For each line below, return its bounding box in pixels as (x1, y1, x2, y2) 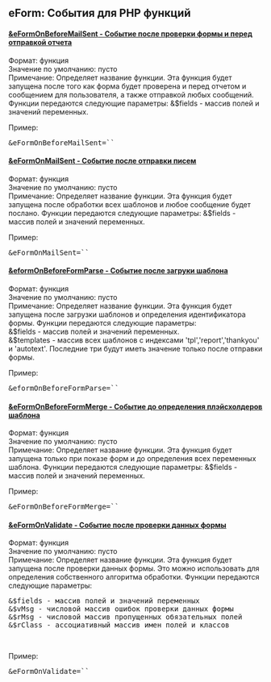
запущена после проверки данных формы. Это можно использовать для (8, 563, 260, 573)
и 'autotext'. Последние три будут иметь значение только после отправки (8, 344, 263, 353)
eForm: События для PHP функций (8, 6, 191, 20)
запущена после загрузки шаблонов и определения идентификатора (8, 310, 246, 319)
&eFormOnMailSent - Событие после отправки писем (8, 156, 197, 166)
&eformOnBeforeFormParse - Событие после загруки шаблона (8, 266, 228, 276)
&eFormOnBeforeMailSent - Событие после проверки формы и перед (8, 28, 252, 39)
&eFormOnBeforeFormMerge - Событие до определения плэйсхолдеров (8, 401, 263, 411)
